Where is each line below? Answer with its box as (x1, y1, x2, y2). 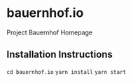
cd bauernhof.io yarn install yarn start (6, 68, 127, 75)
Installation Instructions (6, 49, 113, 60)
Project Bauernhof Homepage (6, 28, 92, 37)
